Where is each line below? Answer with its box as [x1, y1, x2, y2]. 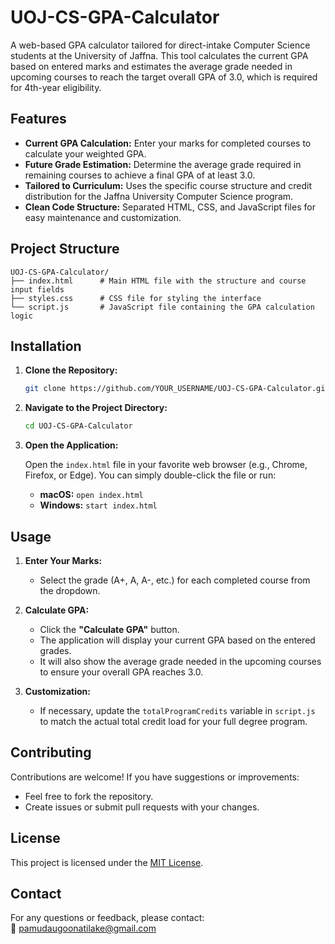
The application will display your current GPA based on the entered [39, 634, 316, 646]
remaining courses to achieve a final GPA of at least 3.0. [24, 169, 256, 181]
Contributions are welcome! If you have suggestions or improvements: [10, 771, 300, 783]
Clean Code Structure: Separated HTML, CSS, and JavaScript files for [24, 201, 316, 213]
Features [10, 111, 67, 128]
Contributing [10, 744, 92, 761]
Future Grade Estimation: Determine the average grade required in [24, 158, 302, 170]
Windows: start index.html [39, 499, 158, 511]
